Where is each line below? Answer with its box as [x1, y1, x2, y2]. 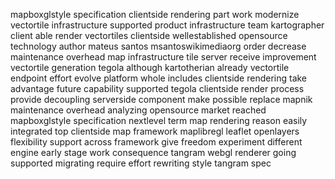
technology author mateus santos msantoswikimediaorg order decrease [10, 40, 307, 52]
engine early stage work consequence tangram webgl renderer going [10, 147, 297, 158]
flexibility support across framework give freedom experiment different [10, 136, 303, 148]
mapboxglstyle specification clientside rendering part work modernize [10, 9, 300, 20]
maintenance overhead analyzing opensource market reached [10, 104, 267, 116]
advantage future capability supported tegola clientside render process [10, 83, 305, 94]
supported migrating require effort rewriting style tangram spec [10, 157, 272, 169]
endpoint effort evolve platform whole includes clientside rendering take [10, 72, 308, 84]
